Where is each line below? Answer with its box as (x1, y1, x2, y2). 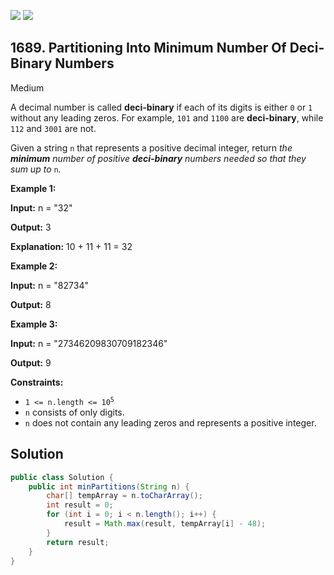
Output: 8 (10, 298, 52, 310)
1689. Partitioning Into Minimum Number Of (10, 40, 287, 57)
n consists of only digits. (24, 406, 125, 418)
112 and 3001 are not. (10, 122, 97, 134)
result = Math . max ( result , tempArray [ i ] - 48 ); (63, 519, 267, 529)
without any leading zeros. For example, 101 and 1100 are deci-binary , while (10, 111, 324, 124)
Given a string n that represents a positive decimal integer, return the (10, 141, 293, 154)
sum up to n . (10, 163, 62, 175)
